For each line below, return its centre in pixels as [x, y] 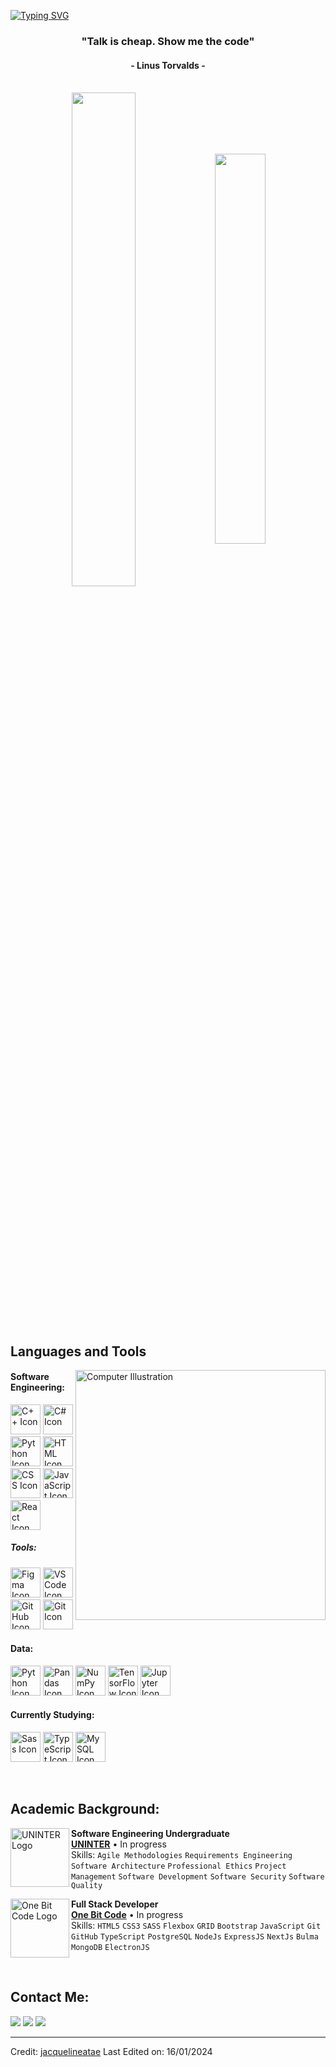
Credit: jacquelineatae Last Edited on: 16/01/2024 [111, 2051]
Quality [87, 1885]
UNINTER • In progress [119, 1844]
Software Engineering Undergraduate [150, 1833]
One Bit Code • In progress [127, 1914]
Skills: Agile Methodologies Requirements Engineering [182, 1854]
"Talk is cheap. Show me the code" [168, 41]
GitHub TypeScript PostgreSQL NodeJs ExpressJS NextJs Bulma [195, 1936]
